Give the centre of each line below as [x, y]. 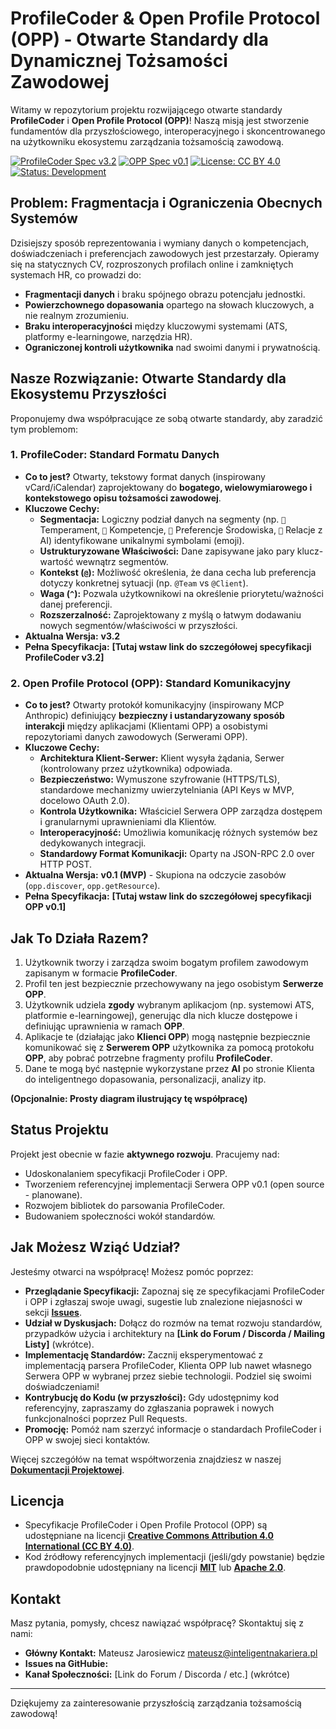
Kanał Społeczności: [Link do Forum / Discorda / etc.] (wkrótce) [157, 1674]
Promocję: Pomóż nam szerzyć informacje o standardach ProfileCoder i [173, 1429]
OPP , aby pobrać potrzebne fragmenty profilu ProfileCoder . [148, 1058]
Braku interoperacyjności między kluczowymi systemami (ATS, [156, 326]
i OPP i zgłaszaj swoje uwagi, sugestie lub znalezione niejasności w [163, 1301]
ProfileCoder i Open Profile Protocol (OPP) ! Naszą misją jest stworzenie [160, 120]
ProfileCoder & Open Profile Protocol [165, 18]
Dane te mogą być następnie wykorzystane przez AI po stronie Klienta [169, 1068]
